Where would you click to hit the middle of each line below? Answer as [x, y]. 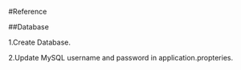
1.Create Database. [39, 42]
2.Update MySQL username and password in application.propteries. [121, 58]
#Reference [28, 12]
